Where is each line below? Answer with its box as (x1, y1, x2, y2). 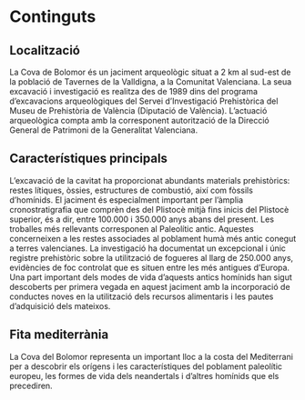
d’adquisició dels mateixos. (9, 300, 111, 311)
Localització (9, 43, 80, 58)
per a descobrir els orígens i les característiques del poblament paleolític (9, 361, 283, 372)
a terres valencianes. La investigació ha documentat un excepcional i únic (9, 243, 287, 254)
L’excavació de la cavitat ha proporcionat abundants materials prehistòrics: (9, 175, 290, 185)
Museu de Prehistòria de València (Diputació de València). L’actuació (9, 105, 268, 115)
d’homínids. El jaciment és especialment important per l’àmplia (9, 194, 244, 205)
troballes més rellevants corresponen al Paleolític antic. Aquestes (9, 223, 255, 234)
